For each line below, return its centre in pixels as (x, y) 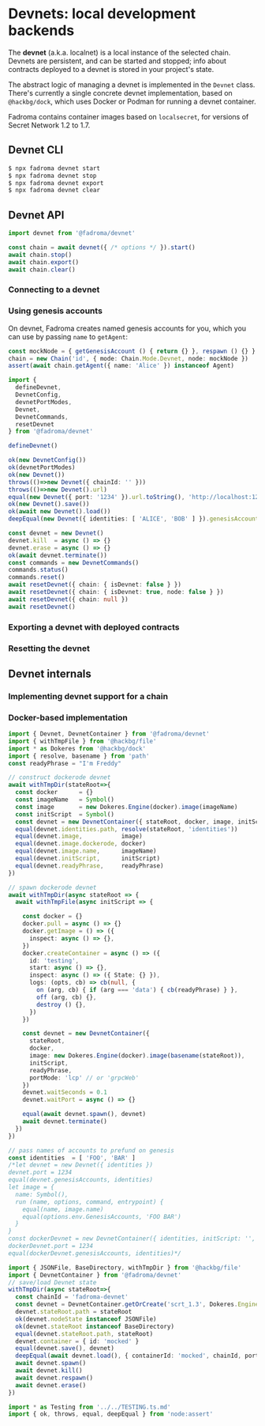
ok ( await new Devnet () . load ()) (60, 512)
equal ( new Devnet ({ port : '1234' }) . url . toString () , (97, 497)
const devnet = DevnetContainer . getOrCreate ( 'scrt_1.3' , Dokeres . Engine (137, 1305)
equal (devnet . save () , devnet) (65, 1348)
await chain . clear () (42, 270)
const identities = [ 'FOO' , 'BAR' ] (72, 1158)
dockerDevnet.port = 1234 (50, 1246)
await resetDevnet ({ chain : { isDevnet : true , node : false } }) (116, 592)
